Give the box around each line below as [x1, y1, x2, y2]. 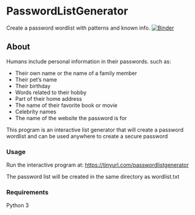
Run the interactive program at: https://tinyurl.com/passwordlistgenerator [6, 161, 189, 168]
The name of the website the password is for [15, 114, 127, 121]
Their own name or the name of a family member [15, 69, 137, 77]
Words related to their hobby [15, 89, 87, 96]
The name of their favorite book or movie [15, 101, 118, 109]
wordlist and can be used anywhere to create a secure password [6, 132, 168, 140]
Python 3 [6, 202, 29, 209]
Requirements [6, 188, 49, 196]
